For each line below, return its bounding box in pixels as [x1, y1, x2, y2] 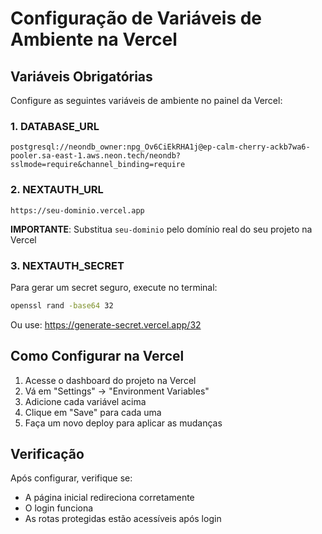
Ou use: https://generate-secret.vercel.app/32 [10, 318, 202, 331]
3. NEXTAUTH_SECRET [10, 258, 125, 272]
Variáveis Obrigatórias [10, 68, 153, 85]
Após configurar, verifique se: [10, 472, 133, 484]
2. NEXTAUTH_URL [10, 183, 104, 197]
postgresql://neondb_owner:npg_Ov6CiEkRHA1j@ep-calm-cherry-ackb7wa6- [10, 142, 311, 152]
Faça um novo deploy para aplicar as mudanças [24, 417, 223, 429]
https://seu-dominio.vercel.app [10, 205, 145, 216]
